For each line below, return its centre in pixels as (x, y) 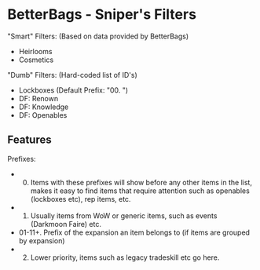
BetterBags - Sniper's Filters (102, 15)
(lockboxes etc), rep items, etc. (81, 199)
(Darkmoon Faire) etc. (66, 224)
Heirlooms (35, 51)
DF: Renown (38, 98)
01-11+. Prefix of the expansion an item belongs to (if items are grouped (134, 232)
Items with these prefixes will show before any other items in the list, (141, 182)
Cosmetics (36, 60)
